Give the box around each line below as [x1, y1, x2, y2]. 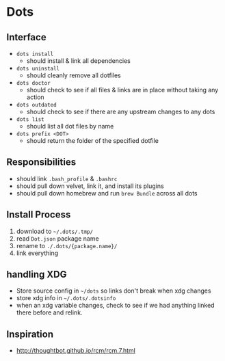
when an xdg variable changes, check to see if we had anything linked [16, 302, 215, 310]
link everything [16, 249, 59, 257]
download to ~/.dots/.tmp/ [16, 227, 94, 235]
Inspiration [6, 328, 54, 340]
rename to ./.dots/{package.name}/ [16, 241, 118, 250]
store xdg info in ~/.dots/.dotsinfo [16, 294, 116, 302]
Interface [6, 31, 47, 43]
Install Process [6, 209, 71, 221]
